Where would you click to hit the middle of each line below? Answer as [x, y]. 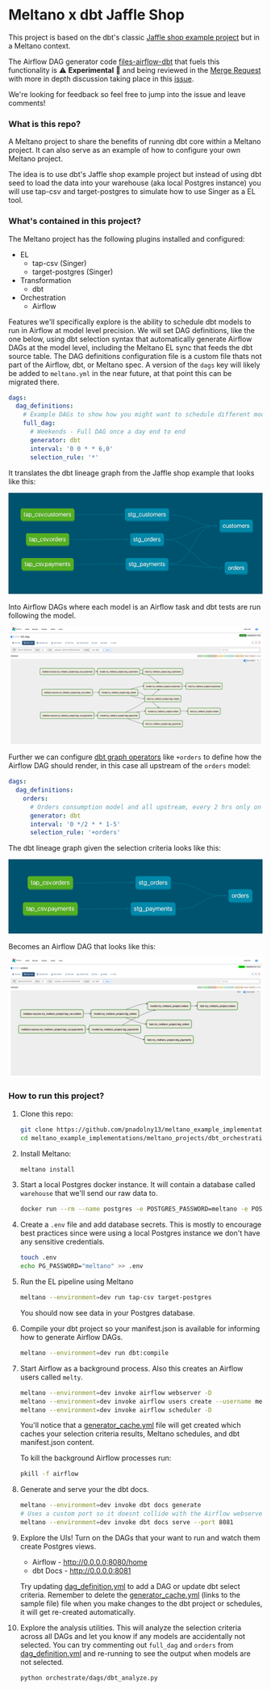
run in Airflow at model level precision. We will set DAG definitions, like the [132, 330]
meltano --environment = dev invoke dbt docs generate [110, 1506]
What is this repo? [45, 124]
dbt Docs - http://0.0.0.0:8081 [81, 1570]
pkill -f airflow [49, 1474]
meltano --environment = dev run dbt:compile [94, 1353]
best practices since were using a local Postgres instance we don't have [140, 1233]
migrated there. [34, 382]
